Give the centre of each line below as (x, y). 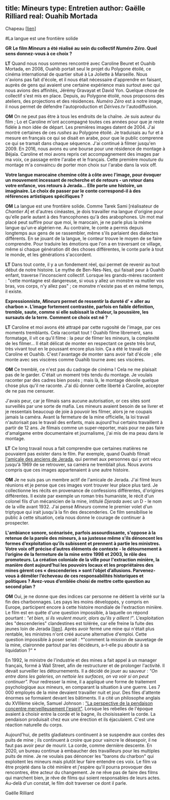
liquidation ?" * (21, 650)
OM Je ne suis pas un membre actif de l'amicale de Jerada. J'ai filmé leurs (83, 479)
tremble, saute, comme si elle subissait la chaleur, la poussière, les (77, 312)
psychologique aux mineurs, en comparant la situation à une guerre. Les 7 (83, 687)
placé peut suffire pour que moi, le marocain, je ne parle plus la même (78, 222)
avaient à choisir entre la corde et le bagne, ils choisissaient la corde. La (80, 714)
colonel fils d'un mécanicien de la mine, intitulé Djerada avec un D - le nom (84, 501)
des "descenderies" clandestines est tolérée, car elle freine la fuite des (79, 623)
